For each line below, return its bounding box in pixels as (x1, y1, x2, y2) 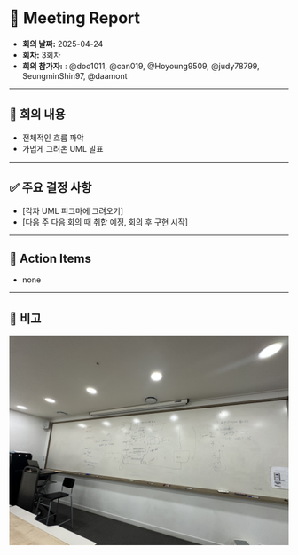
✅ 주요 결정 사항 (9, 180, 92, 195)
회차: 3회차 (21, 49, 61, 60)
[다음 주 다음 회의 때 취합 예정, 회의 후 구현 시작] (21, 217, 189, 227)
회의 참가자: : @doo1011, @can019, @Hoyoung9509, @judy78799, (21, 60, 260, 71)
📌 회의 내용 (9, 107, 67, 123)
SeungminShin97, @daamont (21, 70, 128, 81)
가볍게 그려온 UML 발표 (21, 143, 104, 154)
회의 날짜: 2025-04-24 (21, 38, 104, 49)
